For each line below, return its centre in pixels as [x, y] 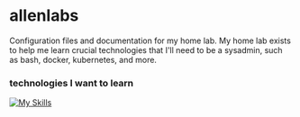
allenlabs [44, 16]
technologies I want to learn [72, 83]
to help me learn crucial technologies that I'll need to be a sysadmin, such [146, 49]
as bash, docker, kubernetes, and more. [83, 59]
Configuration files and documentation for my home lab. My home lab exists [150, 40]
